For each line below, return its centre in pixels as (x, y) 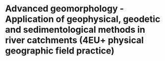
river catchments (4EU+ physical (74, 40)
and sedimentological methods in (75, 30)
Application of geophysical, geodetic (83, 19)
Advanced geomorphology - (65, 9)
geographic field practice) (60, 51)
